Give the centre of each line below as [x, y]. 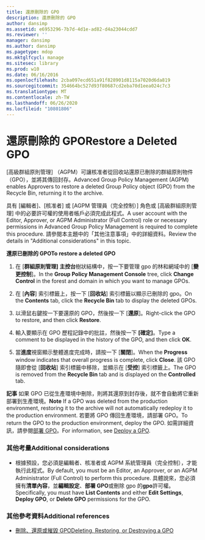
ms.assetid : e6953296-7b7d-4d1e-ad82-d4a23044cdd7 [72, 29]
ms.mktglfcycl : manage [35, 58]
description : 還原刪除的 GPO [41, 18]
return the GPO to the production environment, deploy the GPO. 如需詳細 [98, 423]
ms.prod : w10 [23, 69]
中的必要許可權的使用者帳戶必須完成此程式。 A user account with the [101, 213]
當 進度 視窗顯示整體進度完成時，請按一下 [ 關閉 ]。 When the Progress [101, 352]
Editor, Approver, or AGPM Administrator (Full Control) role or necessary [97, 220]
